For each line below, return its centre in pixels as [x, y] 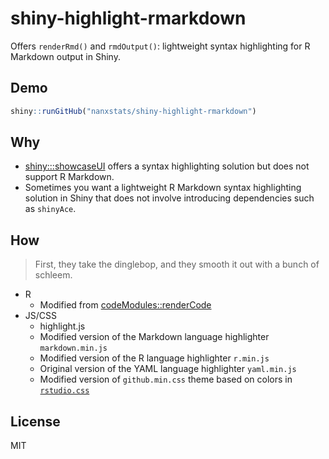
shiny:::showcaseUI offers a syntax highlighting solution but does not [167, 166]
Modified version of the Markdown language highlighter [154, 337]
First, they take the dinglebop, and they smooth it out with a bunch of [177, 264]
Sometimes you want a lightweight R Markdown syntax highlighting [163, 188]
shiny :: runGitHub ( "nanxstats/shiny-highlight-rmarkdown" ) [133, 111]
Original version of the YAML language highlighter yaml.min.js [168, 369]
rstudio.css [64, 391]
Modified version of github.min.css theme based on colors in [166, 379]
